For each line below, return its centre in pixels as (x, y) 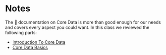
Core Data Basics (30, 47)
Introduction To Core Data (39, 42)
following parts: (21, 32)
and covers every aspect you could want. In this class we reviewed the (77, 27)
